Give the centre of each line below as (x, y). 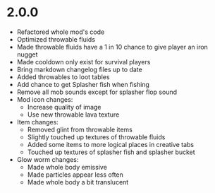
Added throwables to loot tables (63, 77)
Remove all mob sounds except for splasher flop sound (97, 92)
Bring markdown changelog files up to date (79, 69)
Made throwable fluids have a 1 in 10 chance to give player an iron (112, 47)
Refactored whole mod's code (61, 32)
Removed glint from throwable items (80, 129)
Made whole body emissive (67, 167)
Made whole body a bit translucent (78, 182)
